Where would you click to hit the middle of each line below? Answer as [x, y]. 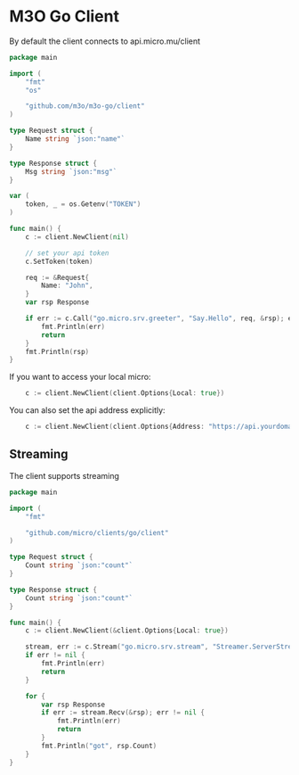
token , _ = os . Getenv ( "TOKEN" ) [83, 204]
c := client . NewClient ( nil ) [77, 237]
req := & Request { [57, 277]
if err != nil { [56, 655]
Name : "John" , [67, 286]
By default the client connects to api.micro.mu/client [105, 41]
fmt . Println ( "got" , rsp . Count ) [99, 746]
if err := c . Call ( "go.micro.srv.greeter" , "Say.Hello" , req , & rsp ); [155, 318]
